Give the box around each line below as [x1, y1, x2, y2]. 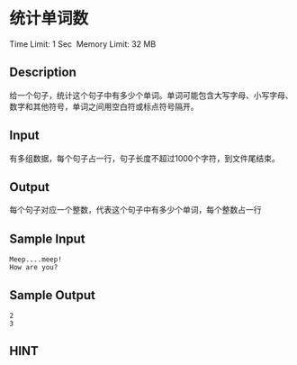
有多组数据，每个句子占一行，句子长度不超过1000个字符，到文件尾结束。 [9, 152, 281, 163]
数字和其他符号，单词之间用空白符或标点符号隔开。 [9, 101, 199, 112]
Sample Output [9, 287, 96, 303]
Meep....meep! [9, 255, 63, 264]
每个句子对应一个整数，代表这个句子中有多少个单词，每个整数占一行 [9, 205, 262, 215]
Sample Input [9, 231, 85, 246]
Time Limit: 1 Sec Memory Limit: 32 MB [9, 38, 157, 50]
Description [9, 65, 76, 80]
